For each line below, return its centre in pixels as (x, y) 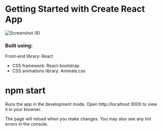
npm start (25, 91)
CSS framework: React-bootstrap (46, 66)
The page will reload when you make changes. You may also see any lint (78, 119)
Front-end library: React (29, 56)
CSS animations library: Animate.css (49, 71)
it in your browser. (23, 109)
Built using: (19, 45)
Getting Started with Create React (75, 9)
